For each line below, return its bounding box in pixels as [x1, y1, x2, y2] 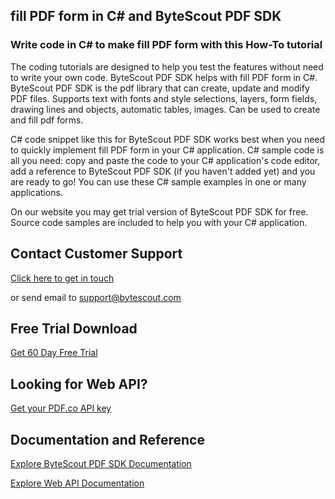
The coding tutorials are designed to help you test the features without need [10, 60, 324, 73]
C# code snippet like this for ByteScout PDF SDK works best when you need [10, 133, 326, 145]
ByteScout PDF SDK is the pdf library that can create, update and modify [10, 82, 310, 94]
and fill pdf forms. [10, 114, 84, 126]
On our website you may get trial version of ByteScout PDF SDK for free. [10, 205, 309, 218]
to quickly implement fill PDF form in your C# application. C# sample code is [10, 144, 325, 156]
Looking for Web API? [10, 375, 148, 393]
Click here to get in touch [10, 272, 115, 284]
